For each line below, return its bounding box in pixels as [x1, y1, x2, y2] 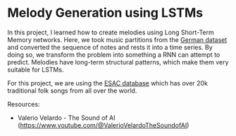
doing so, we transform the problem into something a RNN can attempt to [7, 50, 221, 59]
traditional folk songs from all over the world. [7, 86, 137, 95]
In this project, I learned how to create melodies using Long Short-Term [7, 28, 214, 36]
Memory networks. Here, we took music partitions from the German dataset [7, 35, 228, 43]
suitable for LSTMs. [7, 65, 64, 74]
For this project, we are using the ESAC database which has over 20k [7, 79, 208, 87]
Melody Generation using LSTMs [7, 5, 203, 21]
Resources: [7, 100, 40, 108]
